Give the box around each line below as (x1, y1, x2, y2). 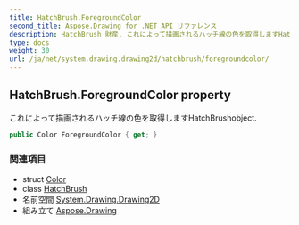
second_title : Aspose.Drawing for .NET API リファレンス (9, 21, 217, 30)
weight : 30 (9, 46, 50, 55)
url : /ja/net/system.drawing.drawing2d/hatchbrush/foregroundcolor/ (9, 54, 270, 63)
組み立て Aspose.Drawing (21, 204, 118, 215)
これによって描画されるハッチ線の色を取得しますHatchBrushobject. (9, 112, 257, 123)
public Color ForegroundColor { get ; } (9, 130, 158, 139)
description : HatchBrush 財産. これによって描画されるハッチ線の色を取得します (9, 29, 279, 38)
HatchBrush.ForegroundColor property (9, 87, 232, 103)
